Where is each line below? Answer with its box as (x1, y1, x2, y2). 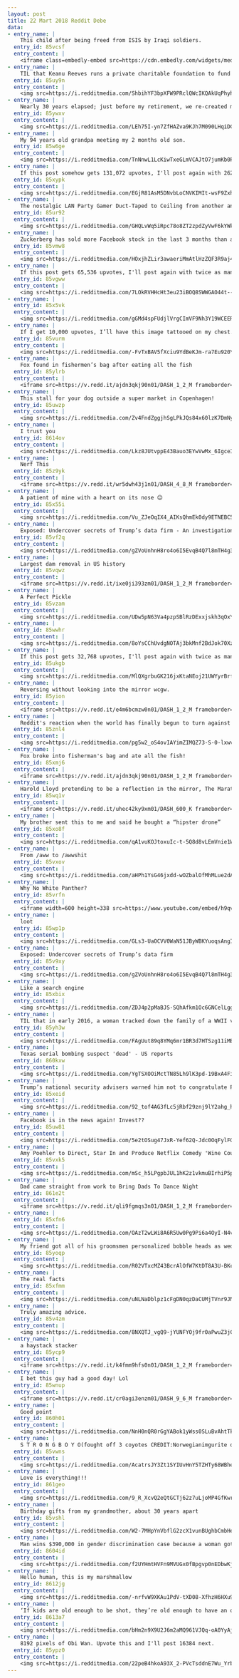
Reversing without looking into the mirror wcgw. (20, 686, 171, 693)
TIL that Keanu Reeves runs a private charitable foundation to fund (20, 70, 231, 77)
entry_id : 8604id (14, 1547, 65, 1554)
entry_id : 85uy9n (14, 76, 65, 84)
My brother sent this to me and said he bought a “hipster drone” (20, 819, 221, 826)
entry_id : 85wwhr (14, 626, 65, 634)
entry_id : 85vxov (14, 858, 65, 866)
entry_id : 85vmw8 (14, 242, 65, 249)
